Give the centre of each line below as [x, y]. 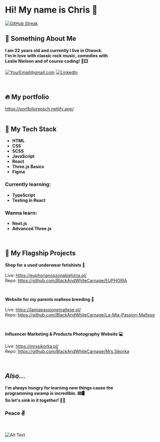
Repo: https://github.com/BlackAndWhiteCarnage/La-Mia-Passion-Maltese [80, 315]
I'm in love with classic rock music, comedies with [56, 55]
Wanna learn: [21, 212]
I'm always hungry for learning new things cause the [59, 388]
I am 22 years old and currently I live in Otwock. [54, 50]
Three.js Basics [28, 167]
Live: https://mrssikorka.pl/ [32, 346]
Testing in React [29, 200]
